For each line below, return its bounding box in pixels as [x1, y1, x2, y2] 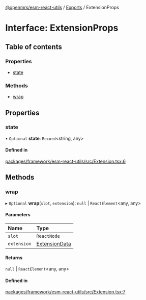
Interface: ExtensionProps [5, 22, 119, 34]
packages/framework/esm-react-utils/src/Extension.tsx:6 [5, 158, 126, 165]
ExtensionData [36, 240, 71, 247]
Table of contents [5, 42, 62, 51]
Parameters [5, 212, 31, 218]
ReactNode [36, 233, 60, 239]
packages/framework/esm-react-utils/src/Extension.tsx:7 [5, 289, 126, 295]
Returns [5, 255, 23, 261]
